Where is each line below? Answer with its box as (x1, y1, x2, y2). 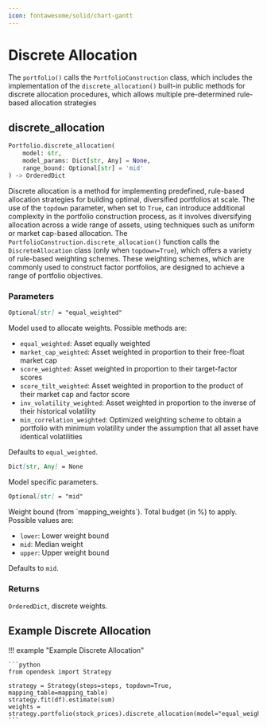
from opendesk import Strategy (8, 667, 112, 676)
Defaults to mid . (8, 563, 60, 572)
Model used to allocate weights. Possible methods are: (8, 323, 188, 332)
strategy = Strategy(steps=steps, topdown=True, (8, 682, 172, 690)
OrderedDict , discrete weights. (8, 601, 108, 611)
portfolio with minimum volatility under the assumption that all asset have (19, 423, 259, 433)
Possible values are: (8, 515, 74, 525)
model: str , (22, 149, 62, 158)
